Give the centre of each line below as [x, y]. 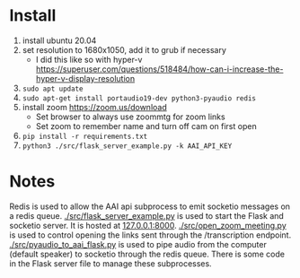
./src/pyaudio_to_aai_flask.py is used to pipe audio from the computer [138, 244]
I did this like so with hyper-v [89, 59]
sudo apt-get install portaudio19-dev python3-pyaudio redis [139, 98]
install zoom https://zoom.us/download [95, 107]
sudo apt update [53, 89]
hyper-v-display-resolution [85, 78]
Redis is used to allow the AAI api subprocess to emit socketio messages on [150, 206]
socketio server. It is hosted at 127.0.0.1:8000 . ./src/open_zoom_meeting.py [148, 225]
